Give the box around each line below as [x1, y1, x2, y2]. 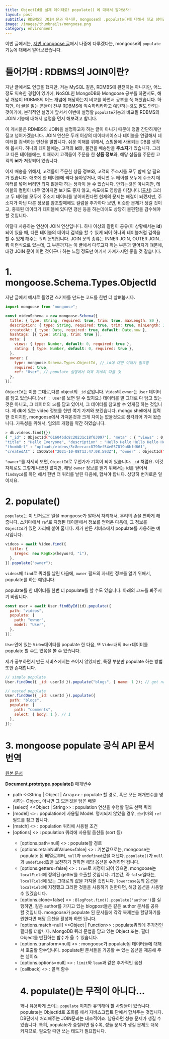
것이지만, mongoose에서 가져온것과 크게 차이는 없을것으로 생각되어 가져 [10, 414, 152, 420]
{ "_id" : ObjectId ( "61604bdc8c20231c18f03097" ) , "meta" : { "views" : [5, 435, 158, 440]
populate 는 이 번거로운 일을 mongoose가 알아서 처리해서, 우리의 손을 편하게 [5, 513, 155, 519]
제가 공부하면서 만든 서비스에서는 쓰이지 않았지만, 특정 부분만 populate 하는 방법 [5, 658, 163, 664]
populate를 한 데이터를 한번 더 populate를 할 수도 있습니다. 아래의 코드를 [5, 587, 148, 593]
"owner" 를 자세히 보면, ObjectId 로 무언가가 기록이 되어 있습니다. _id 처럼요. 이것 [5, 459, 163, 465]
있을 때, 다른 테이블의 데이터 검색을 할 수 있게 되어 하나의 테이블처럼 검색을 [14, 230, 161, 236]
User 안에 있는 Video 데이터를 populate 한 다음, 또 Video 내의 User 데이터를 [5, 641, 148, 647]
